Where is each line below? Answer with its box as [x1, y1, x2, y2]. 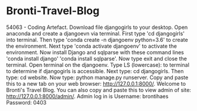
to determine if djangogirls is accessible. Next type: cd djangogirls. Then [6, 67, 184, 74]
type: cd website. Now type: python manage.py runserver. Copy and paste [6, 74, 189, 81]
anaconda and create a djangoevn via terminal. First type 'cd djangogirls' [6, 30, 185, 37]
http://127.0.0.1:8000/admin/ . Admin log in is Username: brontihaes [6, 93, 169, 100]
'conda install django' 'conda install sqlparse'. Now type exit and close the [6, 55, 187, 62]
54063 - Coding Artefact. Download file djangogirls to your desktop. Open [6, 24, 188, 31]
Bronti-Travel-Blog [6, 4, 100, 18]
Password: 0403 [6, 99, 47, 106]
